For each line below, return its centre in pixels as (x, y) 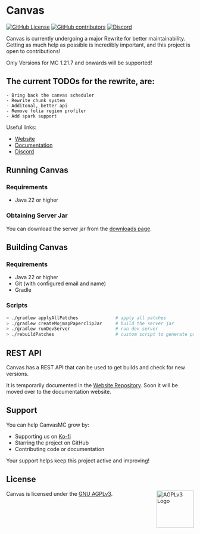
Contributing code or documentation (60, 449)
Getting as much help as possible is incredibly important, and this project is (98, 45)
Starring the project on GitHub (52, 443)
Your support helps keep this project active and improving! (78, 461)
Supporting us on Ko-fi (43, 436)
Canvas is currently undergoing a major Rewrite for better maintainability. (96, 38)
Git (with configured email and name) (60, 283)
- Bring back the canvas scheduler (50, 95)
